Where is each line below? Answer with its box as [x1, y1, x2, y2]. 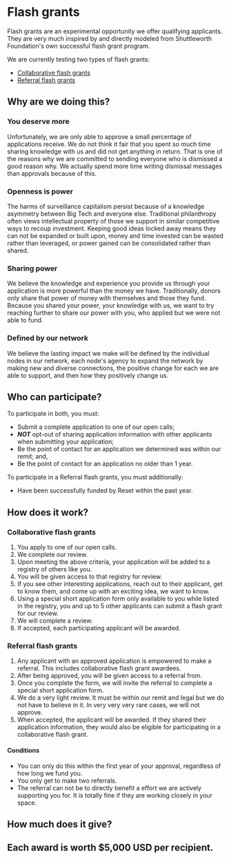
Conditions [7, 746, 40, 754]
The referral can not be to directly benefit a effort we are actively [17, 783, 202, 792]
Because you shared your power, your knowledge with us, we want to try [7, 302, 214, 310]
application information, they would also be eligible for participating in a [17, 723, 221, 731]
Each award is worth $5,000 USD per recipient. [7, 842, 214, 854]
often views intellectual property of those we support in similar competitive [7, 217, 220, 225]
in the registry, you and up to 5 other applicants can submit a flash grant [17, 602, 223, 610]
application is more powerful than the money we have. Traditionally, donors [7, 286, 221, 295]
